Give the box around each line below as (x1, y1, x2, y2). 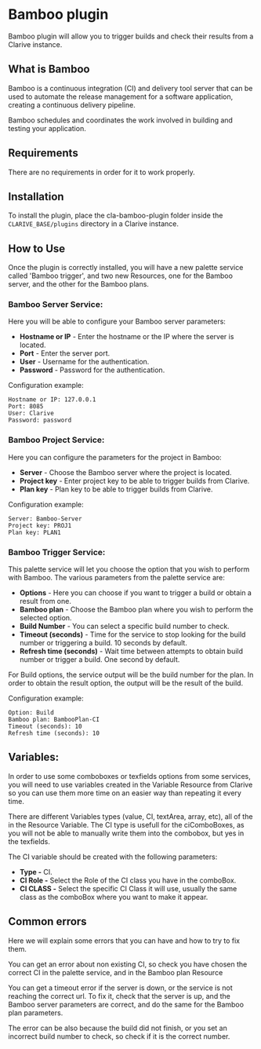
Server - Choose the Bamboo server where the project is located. (19, 467, 232, 477)
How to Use (8, 242, 66, 255)
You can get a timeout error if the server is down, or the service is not (8, 983, 233, 992)
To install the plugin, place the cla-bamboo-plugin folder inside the (8, 210, 223, 221)
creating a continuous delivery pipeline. (8, 100, 136, 109)
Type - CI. (19, 867, 53, 876)
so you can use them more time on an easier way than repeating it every (8, 788, 241, 798)
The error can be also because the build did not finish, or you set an (8, 1023, 227, 1033)
